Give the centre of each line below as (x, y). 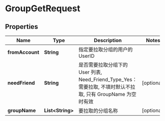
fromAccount (23, 52)
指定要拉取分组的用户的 (106, 49)
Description (108, 40)
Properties (22, 27)
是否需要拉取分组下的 (103, 65)
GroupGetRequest (43, 9)
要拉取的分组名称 (98, 111)
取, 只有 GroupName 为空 (107, 94)
